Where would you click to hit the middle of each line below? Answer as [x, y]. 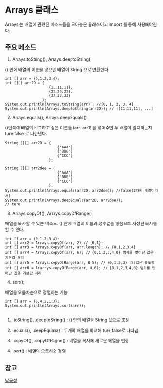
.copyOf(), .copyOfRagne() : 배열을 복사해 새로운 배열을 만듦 [70, 341]
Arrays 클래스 [32, 10]
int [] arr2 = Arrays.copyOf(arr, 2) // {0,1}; [54, 243]
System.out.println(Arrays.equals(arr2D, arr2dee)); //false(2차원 [74, 190]
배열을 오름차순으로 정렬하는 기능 [36, 292]
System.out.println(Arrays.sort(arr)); [45, 305]
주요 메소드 [21, 47]
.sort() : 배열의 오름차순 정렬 [39, 351]
